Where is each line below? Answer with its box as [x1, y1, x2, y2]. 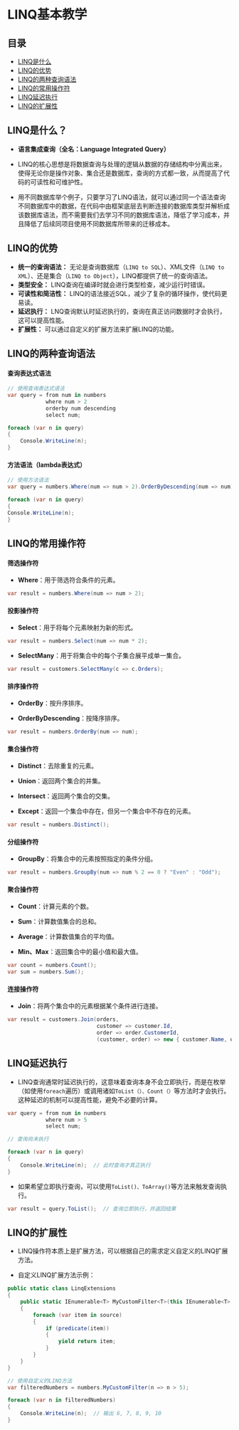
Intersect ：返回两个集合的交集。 [17, 792, 115, 800]
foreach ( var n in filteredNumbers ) [7, 1397, 116, 1404]
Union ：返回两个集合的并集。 [17, 777, 105, 785]
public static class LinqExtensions [7, 1285, 116, 1292]
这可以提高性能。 [17, 316, 68, 324]
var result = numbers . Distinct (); [7, 821, 110, 829]
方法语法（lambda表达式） [7, 460, 87, 469]
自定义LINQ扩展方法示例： [17, 1271, 95, 1279]
